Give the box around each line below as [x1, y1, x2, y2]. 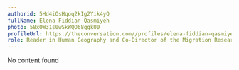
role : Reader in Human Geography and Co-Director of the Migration [7, 37, 212, 44]
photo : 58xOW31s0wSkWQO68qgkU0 [7, 23, 100, 30]
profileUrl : [7, 30, 43, 37]
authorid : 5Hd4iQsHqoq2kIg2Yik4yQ [7, 10, 110, 18]
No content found [7, 56, 59, 64]
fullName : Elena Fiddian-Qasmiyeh [7, 17, 110, 24]
